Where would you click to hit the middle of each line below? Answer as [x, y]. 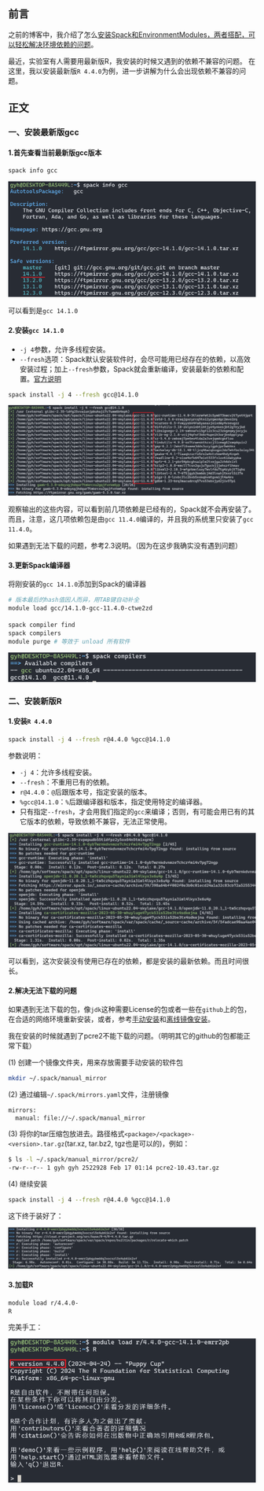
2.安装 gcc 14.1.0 [36, 330]
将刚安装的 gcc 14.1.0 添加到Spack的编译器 [77, 584]
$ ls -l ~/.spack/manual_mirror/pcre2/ [73, 1160]
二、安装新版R [35, 701]
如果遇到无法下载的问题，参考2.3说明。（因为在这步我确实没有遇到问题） [125, 546]
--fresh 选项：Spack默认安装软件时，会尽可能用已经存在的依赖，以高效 [135, 359]
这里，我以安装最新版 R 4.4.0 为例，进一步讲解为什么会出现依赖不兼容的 [124, 71]
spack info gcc [33, 171]
